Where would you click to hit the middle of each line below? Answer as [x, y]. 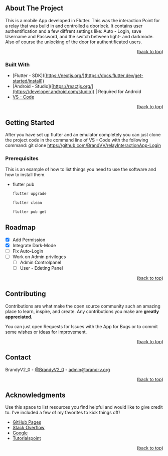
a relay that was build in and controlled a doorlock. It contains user [74, 26]
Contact [18, 358]
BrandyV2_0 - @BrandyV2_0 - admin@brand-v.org [58, 369]
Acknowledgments [36, 395]
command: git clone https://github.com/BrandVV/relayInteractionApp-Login [83, 145]
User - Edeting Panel [41, 268]
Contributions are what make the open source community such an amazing [83, 306]
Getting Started [30, 123]
